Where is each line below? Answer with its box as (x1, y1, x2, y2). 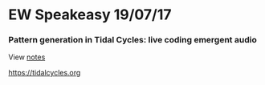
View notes (8, 52, 46, 62)
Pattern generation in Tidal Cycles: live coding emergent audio (8, 34, 257, 46)
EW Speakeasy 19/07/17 (8, 6, 172, 24)
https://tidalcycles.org (8, 68, 81, 78)
